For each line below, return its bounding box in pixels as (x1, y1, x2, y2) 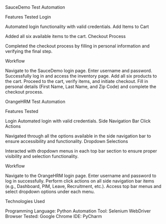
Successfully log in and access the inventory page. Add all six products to (5, 73, 157, 79)
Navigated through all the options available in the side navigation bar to (5, 133, 151, 139)
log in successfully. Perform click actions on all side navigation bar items (5, 178, 155, 184)
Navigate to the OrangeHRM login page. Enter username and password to (5, 172, 157, 178)
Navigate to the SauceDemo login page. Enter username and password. (5, 67, 153, 73)
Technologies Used (5, 198, 45, 204)
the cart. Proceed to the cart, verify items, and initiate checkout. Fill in (5, 78, 149, 84)
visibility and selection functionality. (5, 153, 79, 159)
